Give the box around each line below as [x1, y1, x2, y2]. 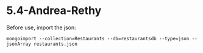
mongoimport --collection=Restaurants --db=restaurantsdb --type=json [6, 35, 190, 41]
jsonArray [6, 41, 32, 47]
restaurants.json [33, 41, 78, 47]
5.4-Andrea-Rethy [6, 4, 102, 18]
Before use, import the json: [6, 24, 76, 31]
